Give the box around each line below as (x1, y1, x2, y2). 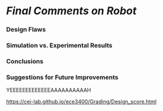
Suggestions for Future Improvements (6, 73, 119, 81)
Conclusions (6, 57, 43, 65)
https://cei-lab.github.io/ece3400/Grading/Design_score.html (6, 98, 156, 105)
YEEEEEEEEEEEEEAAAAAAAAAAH (6, 87, 91, 94)
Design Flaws (6, 26, 46, 34)
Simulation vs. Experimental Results (6, 42, 113, 50)
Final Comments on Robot (6, 4, 137, 18)
